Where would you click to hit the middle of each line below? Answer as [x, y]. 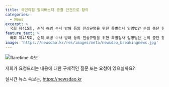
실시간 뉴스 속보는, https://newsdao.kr [44, 79]
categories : [18, 15]
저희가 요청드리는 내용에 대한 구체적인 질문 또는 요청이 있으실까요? [70, 68]
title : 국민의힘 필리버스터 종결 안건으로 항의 [47, 10]
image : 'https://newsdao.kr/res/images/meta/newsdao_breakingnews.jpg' [82, 43]
